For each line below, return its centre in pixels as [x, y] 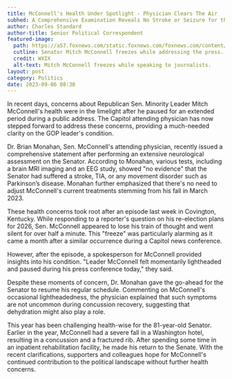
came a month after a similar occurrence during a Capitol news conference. [115, 241]
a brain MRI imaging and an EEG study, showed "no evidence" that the [107, 169]
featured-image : [30, 39]
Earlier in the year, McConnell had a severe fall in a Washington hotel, [106, 333]
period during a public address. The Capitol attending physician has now [110, 119]
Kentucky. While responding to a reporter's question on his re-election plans [116, 219]
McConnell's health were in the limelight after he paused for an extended [111, 111]
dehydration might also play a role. [56, 312]
